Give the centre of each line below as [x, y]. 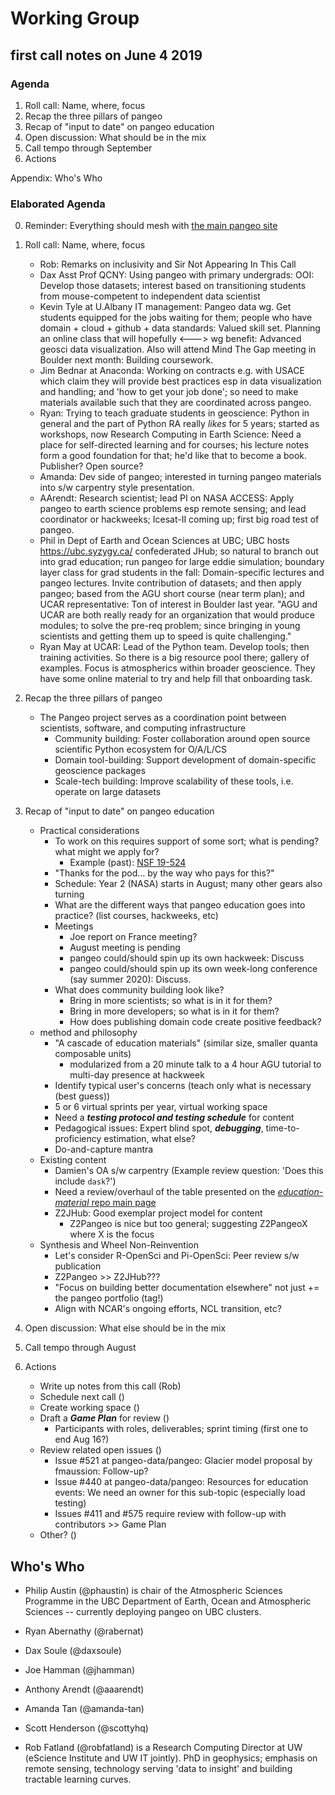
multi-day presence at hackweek [137, 1075]
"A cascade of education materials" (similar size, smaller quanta [186, 1043]
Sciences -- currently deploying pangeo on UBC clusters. [143, 1611]
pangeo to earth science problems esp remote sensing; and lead [173, 509]
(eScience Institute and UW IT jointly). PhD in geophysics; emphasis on [171, 1758]
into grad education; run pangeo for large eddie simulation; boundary [182, 562]
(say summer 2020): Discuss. [130, 979]
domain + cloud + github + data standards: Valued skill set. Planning [180, 328]
